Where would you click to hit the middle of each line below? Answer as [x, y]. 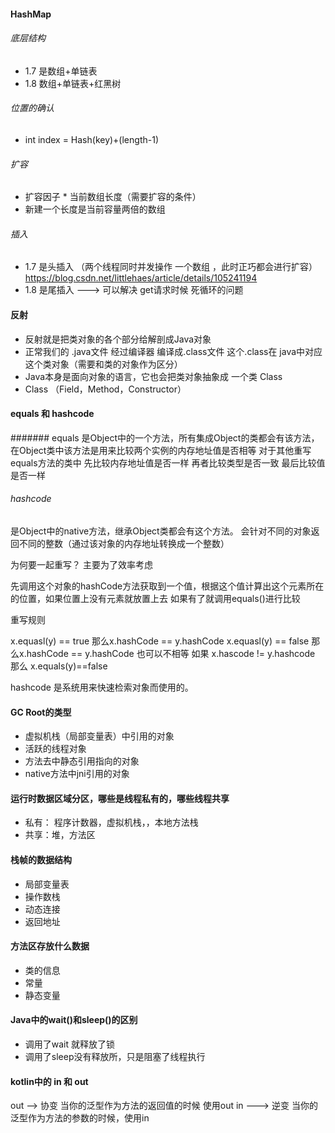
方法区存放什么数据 [50, 946]
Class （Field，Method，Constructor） [105, 389]
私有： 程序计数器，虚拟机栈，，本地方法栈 [111, 822]
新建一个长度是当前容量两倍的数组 [95, 209]
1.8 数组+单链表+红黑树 [73, 83]
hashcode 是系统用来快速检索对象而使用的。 [102, 687]
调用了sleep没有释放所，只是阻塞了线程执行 [115, 1057]
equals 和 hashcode [52, 414]
